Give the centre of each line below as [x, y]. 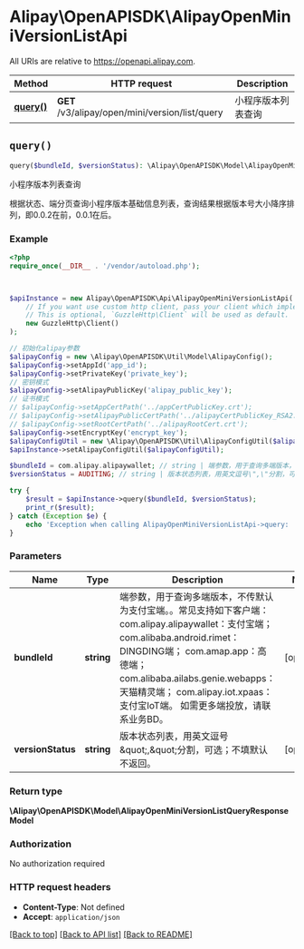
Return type [36, 791]
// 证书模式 [29, 399]
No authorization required [57, 864]
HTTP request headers [60, 887]
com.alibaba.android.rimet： [179, 637]
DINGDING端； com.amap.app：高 [193, 651]
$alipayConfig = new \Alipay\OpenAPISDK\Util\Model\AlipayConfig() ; [141, 357]
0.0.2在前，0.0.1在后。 [75, 214]
